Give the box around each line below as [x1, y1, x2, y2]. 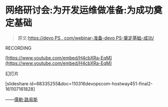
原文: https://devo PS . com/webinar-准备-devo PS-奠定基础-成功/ [17, 35, 154, 41]
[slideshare [5, 80, 29, 86]
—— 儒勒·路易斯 [5, 96, 38, 102]
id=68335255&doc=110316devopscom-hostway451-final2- [29, 80, 153, 86]
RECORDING [5, 45, 32, 51]
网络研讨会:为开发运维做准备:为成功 [5, 5, 154, 16]
